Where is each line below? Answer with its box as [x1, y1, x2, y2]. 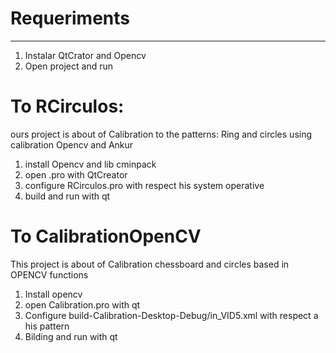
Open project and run [24, 60, 113, 72]
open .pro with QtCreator [24, 168, 128, 181]
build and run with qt [24, 190, 111, 202]
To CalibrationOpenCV [10, 225, 202, 248]
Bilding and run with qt [24, 330, 118, 342]
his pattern [24, 320, 70, 332]
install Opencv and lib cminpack [24, 158, 157, 170]
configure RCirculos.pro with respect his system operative [24, 179, 265, 191]
